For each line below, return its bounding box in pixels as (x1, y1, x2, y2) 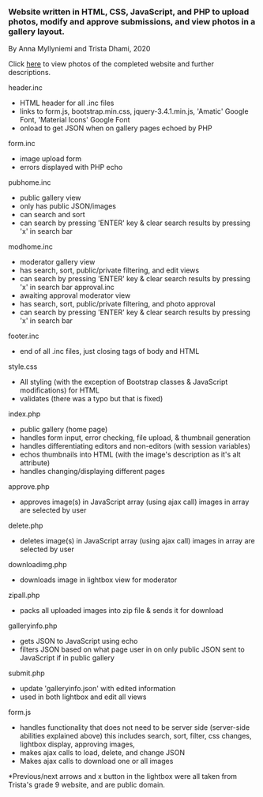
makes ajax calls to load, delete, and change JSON (19, 748, 186, 758)
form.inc (8, 139, 36, 148)
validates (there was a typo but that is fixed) (19, 394, 163, 404)
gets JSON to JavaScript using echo (19, 637, 138, 646)
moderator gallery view (19, 258, 96, 267)
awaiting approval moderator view (19, 291, 131, 300)
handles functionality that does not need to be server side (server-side (19, 723, 250, 732)
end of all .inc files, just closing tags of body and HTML (19, 347, 200, 356)
